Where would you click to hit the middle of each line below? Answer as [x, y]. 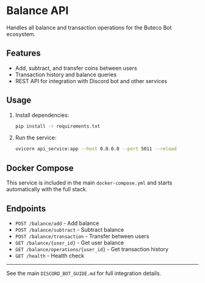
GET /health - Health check [49, 255]
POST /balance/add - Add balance [57, 223]
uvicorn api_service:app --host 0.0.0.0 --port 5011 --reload [96, 149]
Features [23, 53]
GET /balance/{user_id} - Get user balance [70, 243]
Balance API [38, 11]
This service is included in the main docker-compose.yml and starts [89, 183]
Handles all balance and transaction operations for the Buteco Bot [89, 28]
